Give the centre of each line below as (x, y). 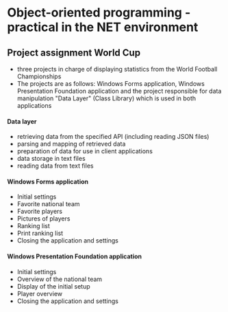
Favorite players (40, 212)
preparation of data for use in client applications (85, 151)
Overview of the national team (60, 279)
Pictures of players (43, 219)
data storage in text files (51, 159)
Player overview (40, 293)
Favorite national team (48, 204)
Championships (39, 76)
